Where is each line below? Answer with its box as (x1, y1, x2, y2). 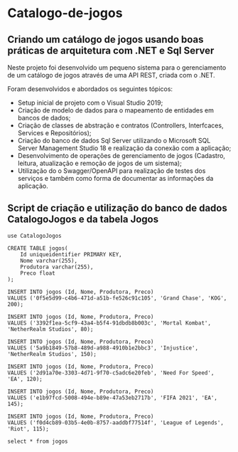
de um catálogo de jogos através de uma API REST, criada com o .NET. (7, 71, 215, 79)
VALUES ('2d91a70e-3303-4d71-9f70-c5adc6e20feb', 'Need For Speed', (7, 369, 215, 377)
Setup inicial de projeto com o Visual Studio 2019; (17, 98, 163, 107)
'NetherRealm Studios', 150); (7, 350, 97, 357)
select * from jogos (7, 438, 69, 445)
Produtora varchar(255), (20, 263, 94, 270)
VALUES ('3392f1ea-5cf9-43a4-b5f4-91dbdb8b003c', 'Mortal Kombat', (7, 319, 212, 327)
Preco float (20, 269, 55, 277)
